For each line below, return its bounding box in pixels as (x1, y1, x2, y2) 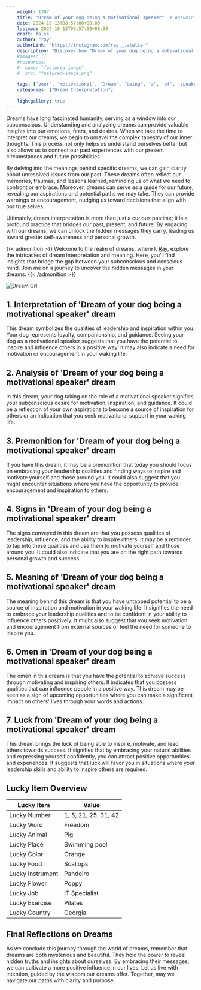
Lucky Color (9, 850, 44, 859)
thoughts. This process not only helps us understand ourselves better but (6, 140, 187, 147)
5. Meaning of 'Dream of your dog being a (6, 572, 165, 583)
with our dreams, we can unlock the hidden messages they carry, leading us (6, 227, 194, 234)
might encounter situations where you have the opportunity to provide (6, 481, 179, 488)
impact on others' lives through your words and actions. (6, 697, 144, 705)
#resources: (17, 59, 47, 65)
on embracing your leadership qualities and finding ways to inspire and (6, 467, 181, 475)
